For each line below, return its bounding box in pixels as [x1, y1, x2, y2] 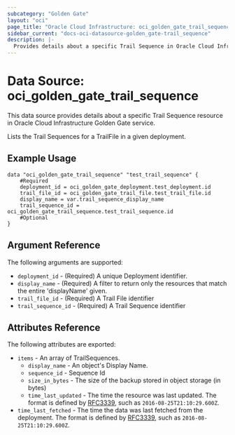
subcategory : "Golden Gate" [7, 10, 90, 18]
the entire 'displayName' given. [17, 286, 107, 295]
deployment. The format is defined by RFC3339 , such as [17, 413, 181, 422]
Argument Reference [7, 239, 101, 251]
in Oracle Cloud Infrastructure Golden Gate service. [7, 119, 156, 127]
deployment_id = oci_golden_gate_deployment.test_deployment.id [20, 183, 211, 190]
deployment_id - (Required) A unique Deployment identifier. [17, 272, 187, 280]
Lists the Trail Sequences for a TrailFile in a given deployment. [7, 132, 187, 140]
